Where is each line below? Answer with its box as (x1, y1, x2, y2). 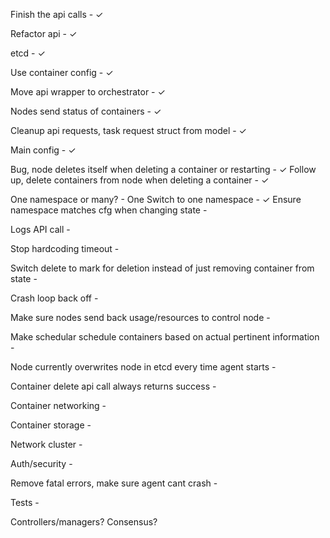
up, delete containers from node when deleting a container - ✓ (10, 174, 270, 186)
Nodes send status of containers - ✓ (10, 105, 162, 117)
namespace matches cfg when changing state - (10, 204, 208, 216)
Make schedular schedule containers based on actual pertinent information (10, 331, 320, 343)
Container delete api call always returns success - (10, 380, 217, 392)
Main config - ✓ (10, 144, 77, 156)
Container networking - (10, 400, 107, 411)
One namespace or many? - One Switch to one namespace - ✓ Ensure (10, 194, 302, 205)
